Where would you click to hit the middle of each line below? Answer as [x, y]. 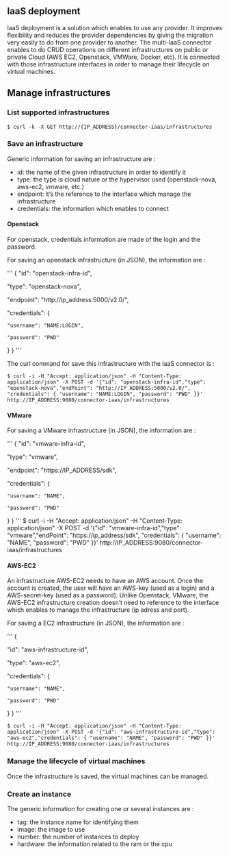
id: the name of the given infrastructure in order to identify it [102, 172]
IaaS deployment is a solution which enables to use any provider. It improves [115, 27]
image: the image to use [51, 829]
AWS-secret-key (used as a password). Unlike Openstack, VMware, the [108, 595]
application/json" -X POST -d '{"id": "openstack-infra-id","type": [107, 382]
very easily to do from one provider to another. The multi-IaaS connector [109, 42]
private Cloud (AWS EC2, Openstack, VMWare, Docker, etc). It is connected [113, 57]
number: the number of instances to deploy [78, 837]
